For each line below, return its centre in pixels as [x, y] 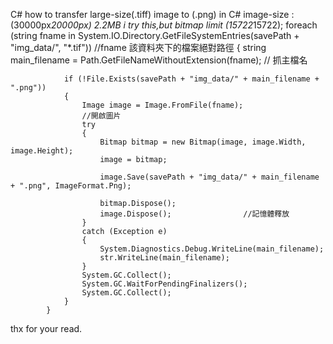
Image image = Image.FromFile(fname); [162, 105]
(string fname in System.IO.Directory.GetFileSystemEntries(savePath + [155, 35]
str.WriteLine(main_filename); [164, 258]
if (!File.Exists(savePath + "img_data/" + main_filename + [191, 79]
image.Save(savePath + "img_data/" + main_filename [209, 177]
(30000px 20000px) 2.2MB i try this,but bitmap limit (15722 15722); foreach [164, 25]
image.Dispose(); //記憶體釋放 [194, 214]
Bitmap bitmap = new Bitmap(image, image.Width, [203, 142]
